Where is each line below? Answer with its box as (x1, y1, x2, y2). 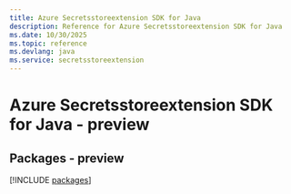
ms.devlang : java (9, 47, 75, 56)
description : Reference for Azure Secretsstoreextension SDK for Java (9, 22, 283, 31)
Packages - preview (9, 150, 125, 166)
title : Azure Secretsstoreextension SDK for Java (9, 13, 202, 23)
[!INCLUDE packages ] (9, 175, 92, 185)
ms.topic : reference (9, 38, 88, 48)
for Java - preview (9, 115, 150, 135)
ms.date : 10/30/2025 (9, 30, 88, 39)
